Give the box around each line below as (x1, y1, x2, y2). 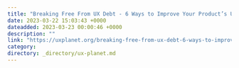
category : (7, 43, 37, 50)
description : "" (7, 30, 55, 38)
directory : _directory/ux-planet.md (7, 50, 116, 57)
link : (7, 37, 23, 44)
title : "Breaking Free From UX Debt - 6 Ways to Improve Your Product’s (7, 10, 228, 18)
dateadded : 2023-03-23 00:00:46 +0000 (7, 23, 122, 30)
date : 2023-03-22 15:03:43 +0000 (7, 17, 107, 24)
